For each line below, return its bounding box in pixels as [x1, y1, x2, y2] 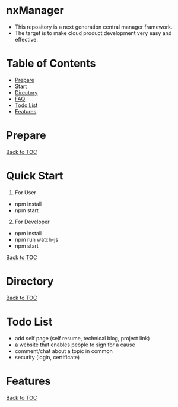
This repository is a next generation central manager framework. [14, 23, 173, 30]
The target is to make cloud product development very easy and [14, 29, 172, 36]
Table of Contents [6, 57, 96, 70]
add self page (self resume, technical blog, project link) [14, 335, 150, 342]
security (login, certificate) [14, 354, 80, 361]
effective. [14, 36, 39, 43]
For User [14, 188, 37, 196]
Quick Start [6, 169, 63, 182]
